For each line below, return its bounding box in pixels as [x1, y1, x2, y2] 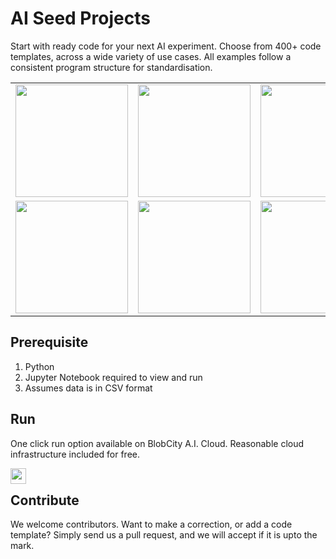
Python [24, 360, 55, 372]
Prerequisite [10, 334, 89, 351]
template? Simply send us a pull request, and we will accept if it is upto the [10, 529, 318, 541]
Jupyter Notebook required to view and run [24, 371, 203, 383]
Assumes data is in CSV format [24, 382, 153, 394]
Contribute [10, 492, 80, 509]
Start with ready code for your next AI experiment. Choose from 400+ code [10, 40, 322, 52]
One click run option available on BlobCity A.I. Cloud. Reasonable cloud [10, 437, 305, 449]
